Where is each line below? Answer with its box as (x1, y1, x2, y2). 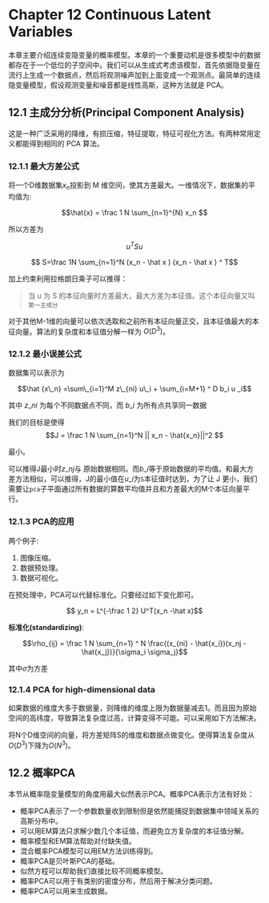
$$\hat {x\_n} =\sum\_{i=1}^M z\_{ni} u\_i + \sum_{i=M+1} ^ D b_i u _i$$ (17, 384, 252, 394)
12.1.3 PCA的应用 (8, 516, 74, 528)
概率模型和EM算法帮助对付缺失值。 (19, 836, 136, 845)
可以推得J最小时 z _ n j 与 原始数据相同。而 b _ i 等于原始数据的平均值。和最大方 (8, 464, 255, 474)
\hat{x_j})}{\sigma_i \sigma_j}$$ (81, 647, 188, 656)
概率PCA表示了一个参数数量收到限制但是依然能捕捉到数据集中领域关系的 (19, 806, 259, 816)
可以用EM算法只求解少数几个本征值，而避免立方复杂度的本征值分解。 (19, 826, 248, 836)
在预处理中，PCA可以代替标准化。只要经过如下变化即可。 (8, 590, 199, 600)
